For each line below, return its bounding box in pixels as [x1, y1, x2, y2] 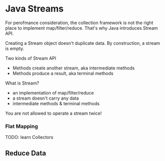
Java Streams [5, 3, 64, 15]
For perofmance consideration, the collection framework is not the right [5, 20, 153, 26]
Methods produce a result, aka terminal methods [12, 70, 114, 76]
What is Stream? [5, 80, 39, 86]
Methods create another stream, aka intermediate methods [12, 65, 135, 71]
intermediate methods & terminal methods [12, 100, 100, 106]
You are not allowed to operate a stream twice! [5, 110, 102, 116]
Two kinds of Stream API [5, 55, 56, 61]
